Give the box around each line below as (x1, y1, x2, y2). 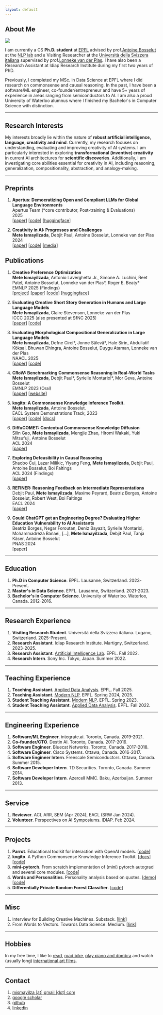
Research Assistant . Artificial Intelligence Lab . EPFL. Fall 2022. (12, 650, 139, 656)
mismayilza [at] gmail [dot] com (12, 989, 76, 996)
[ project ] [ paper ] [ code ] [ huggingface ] (12, 290, 89, 296)
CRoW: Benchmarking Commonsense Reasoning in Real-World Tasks (12, 370, 155, 375)
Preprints (5, 184, 34, 192)
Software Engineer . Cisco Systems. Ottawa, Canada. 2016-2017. (12, 749, 142, 755)
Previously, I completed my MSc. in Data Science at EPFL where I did (5, 77, 143, 83)
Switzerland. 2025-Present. (12, 635, 67, 641)
